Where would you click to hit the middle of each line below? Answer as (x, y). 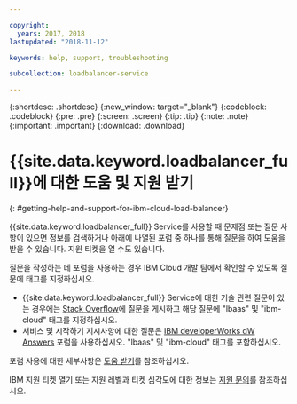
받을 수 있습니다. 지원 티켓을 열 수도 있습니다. (87, 249)
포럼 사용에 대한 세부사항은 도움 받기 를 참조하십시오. (99, 361)
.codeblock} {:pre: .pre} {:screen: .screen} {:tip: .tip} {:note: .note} (129, 116)
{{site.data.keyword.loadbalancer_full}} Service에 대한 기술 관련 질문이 (148, 297)
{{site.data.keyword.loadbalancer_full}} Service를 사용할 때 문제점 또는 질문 (144, 226)
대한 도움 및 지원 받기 (122, 183)
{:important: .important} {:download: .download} (97, 126)
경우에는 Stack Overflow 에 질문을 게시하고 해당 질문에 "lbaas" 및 (145, 309)
